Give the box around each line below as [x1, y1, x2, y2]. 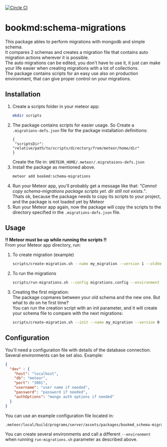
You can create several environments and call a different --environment [5, 431, 151, 437]
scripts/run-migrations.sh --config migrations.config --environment [12, 280, 160, 285]
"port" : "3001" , [14, 380, 48, 386]
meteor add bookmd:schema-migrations [12, 173, 91, 179]
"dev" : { [9, 366, 30, 371]
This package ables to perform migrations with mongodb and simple [5, 38, 145, 44]
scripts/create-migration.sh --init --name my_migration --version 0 [12, 320, 160, 325]
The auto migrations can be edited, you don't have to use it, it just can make [5, 60, 161, 66]
